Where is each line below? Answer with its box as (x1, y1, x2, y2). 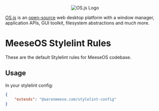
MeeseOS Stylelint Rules (5, 38, 111, 49)
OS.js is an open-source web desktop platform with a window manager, (5, 15, 154, 20)
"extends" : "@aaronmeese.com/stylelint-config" (14, 96, 116, 102)
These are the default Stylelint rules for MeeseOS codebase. (5, 54, 132, 60)
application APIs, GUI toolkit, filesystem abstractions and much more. (5, 20, 150, 26)
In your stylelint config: (5, 82, 53, 88)
